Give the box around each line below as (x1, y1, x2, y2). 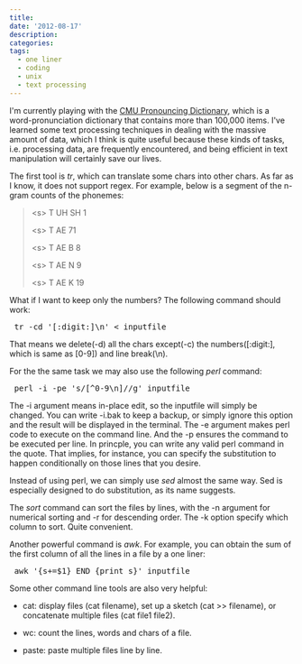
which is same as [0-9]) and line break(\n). (9, 348, 169, 359)
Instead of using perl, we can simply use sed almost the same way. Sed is (9, 475, 283, 485)
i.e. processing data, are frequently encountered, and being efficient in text (9, 143, 288, 154)
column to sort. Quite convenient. (9, 521, 133, 532)
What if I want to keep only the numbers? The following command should (9, 294, 281, 305)
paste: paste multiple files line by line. (22, 644, 162, 655)
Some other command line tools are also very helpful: (9, 583, 208, 594)
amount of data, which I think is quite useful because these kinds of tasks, (9, 134, 286, 144)
